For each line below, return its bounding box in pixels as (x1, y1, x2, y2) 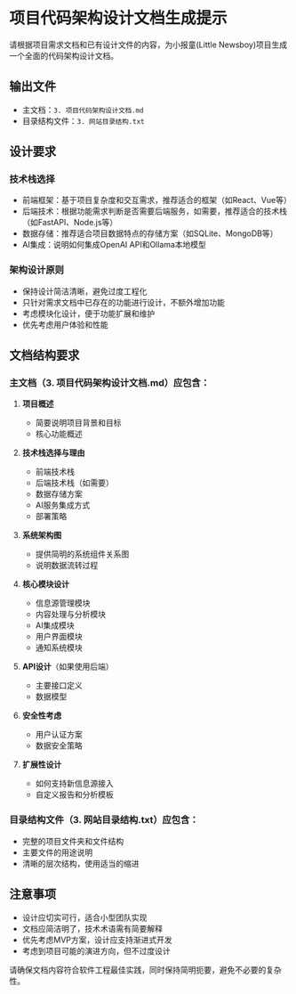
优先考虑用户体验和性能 (21, 319, 108, 330)
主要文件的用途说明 (21, 847, 93, 858)
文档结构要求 (9, 348, 80, 363)
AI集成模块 (35, 620, 76, 631)
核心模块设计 (21, 579, 69, 590)
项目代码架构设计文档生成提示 (9, 8, 228, 29)
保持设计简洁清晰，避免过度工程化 (21, 286, 148, 297)
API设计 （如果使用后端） (21, 661, 114, 672)
